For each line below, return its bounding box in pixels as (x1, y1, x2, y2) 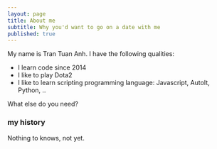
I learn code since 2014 (17, 63, 87, 72)
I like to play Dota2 (17, 71, 73, 79)
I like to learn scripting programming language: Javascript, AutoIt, (17, 79, 210, 87)
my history (7, 118, 46, 128)
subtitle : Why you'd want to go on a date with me (7, 23, 161, 31)
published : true (7, 30, 55, 38)
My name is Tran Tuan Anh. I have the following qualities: (7, 50, 174, 58)
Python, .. (17, 86, 46, 94)
